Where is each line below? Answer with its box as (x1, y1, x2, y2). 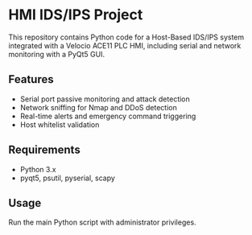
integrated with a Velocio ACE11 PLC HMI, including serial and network (8, 40, 242, 50)
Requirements (8, 143, 81, 157)
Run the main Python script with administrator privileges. (8, 217, 196, 227)
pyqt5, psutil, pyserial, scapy (19, 173, 115, 183)
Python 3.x (19, 164, 56, 174)
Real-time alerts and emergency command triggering (19, 111, 196, 121)
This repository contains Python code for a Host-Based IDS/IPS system (8, 32, 245, 42)
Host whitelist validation (19, 119, 100, 130)
